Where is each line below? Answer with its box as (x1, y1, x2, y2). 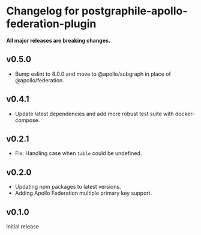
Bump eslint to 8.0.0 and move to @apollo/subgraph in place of (14, 70, 171, 78)
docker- (175, 110, 195, 117)
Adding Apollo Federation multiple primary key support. (14, 189, 152, 197)
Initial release (6, 223, 39, 230)
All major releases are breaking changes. (6, 37, 111, 44)
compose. (14, 116, 40, 124)
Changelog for (6, 4, 80, 18)
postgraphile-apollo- (82, 4, 188, 18)
